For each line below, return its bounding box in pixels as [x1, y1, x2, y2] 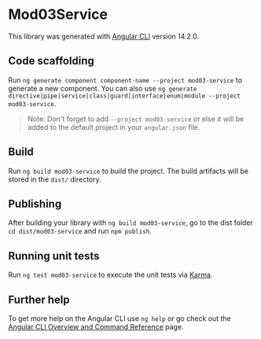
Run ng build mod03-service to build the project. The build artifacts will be [8, 166, 249, 175]
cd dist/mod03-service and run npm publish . [8, 227, 152, 236]
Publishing [8, 197, 62, 210]
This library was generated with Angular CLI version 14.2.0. [8, 31, 200, 41]
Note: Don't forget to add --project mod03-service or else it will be [27, 114, 244, 123]
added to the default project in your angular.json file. [27, 122, 200, 131]
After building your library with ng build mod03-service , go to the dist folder [8, 218, 254, 227]
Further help [8, 293, 71, 306]
